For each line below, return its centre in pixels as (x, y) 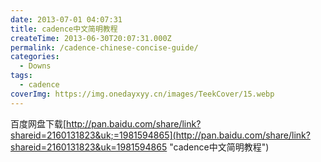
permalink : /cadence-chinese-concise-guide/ (104, 47)
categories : (35, 57)
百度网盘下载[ (38, 123)
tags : (21, 76)
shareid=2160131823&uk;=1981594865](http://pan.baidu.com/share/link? (160, 135)
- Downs (35, 66)
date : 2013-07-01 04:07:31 (66, 19)
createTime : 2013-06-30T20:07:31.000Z (91, 38)
